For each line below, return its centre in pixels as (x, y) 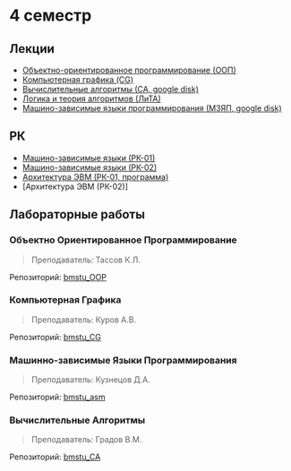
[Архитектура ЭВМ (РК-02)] (75, 186)
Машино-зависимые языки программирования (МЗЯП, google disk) (152, 108)
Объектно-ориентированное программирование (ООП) (129, 70)
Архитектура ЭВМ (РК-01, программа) (95, 176)
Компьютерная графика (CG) (78, 80)
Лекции (32, 49)
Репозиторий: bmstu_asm (57, 397)
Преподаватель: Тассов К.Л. (86, 260)
